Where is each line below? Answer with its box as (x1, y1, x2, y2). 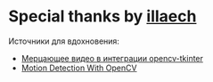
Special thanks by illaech (8, 6, 197, 27)
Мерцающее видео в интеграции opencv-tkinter (20, 53, 204, 63)
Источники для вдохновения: (8, 36, 119, 46)
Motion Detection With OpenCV (20, 62, 137, 73)
